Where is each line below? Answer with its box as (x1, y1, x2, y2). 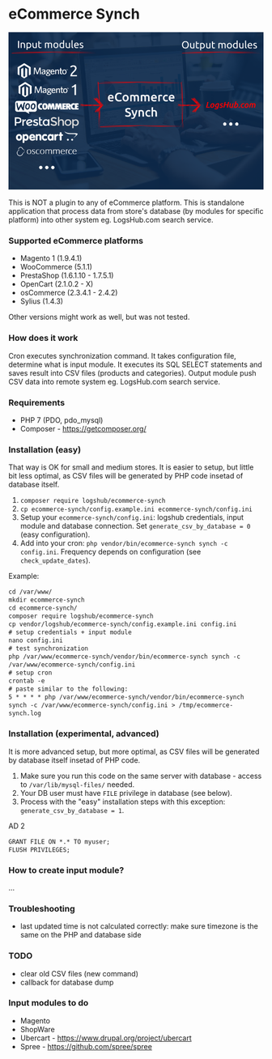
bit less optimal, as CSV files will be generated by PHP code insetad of (8, 471, 244, 481)
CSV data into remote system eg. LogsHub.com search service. (8, 376, 221, 386)
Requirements (8, 397, 66, 408)
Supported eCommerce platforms (8, 236, 144, 247)
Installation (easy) (8, 444, 82, 455)
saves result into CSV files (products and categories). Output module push (8, 368, 257, 377)
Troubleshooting (8, 903, 75, 914)
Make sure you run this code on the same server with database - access (19, 771, 262, 780)
